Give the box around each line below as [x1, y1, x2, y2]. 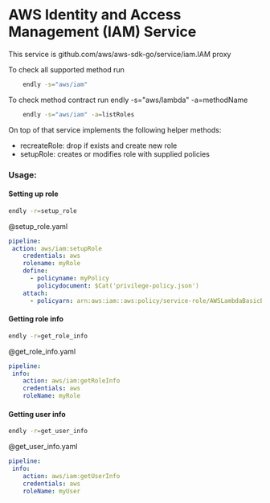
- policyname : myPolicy [29, 275, 110, 283]
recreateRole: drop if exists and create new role [19, 141, 178, 150]
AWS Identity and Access [8, 6, 182, 24]
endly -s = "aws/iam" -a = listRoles [22, 110, 135, 118]
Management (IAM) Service [8, 22, 197, 41]
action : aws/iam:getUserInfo [22, 472, 121, 480]
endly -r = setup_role [8, 207, 78, 215]
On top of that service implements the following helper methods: [8, 125, 222, 134]
